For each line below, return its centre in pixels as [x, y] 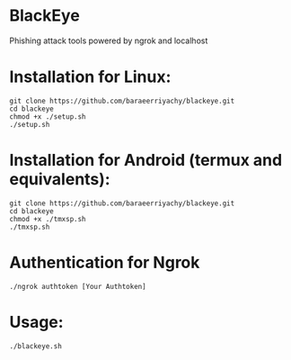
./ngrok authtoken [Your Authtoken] [78, 286]
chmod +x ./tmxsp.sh [48, 219]
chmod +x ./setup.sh [48, 117]
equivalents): [60, 180]
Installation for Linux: [90, 77]
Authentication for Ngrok [105, 263]
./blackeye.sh [36, 346]
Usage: [37, 322]
